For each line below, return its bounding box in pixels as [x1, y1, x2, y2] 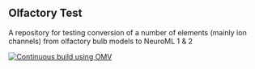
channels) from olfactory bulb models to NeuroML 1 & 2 [8, 36, 193, 46]
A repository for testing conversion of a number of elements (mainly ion [8, 27, 247, 37]
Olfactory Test [8, 6, 83, 20]
